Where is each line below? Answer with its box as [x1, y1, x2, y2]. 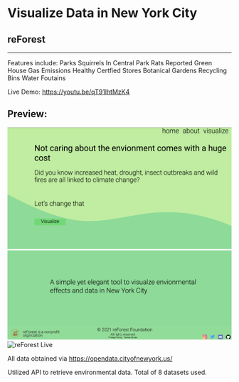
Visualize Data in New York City [7, 5, 198, 21]
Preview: [7, 108, 48, 120]
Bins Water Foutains [7, 74, 66, 82]
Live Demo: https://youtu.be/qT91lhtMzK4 [7, 87, 130, 96]
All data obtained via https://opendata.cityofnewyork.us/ [7, 354, 173, 363]
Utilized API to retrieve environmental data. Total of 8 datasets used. [7, 368, 208, 377]
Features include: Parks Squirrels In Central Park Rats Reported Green [7, 59, 212, 67]
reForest [7, 33, 46, 45]
